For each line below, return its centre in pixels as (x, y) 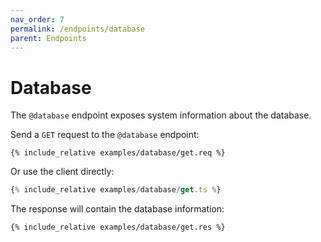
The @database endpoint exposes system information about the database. (161, 115)
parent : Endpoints (48, 38)
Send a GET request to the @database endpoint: (105, 135)
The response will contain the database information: (117, 209)
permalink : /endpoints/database (77, 29)
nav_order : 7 (37, 19)
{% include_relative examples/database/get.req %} (118, 153)
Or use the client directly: (62, 172)
